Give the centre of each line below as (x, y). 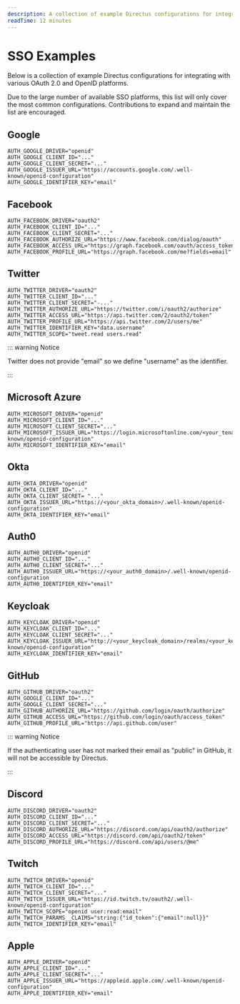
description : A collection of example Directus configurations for (110, 14)
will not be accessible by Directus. (58, 758)
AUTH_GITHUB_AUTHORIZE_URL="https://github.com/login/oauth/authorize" (116, 711)
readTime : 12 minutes (40, 21)
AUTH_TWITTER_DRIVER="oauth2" (52, 290)
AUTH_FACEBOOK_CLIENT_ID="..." (54, 227)
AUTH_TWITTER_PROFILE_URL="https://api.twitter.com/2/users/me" (105, 321)
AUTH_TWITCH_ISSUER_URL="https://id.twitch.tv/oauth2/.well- (100, 899)
